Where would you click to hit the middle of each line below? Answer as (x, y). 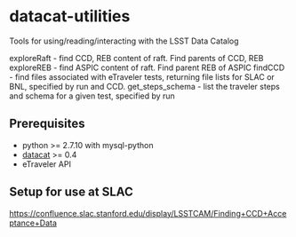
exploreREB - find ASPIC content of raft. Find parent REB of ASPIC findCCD (147, 67)
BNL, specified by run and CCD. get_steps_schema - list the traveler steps (144, 86)
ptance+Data (33, 223)
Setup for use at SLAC (71, 192)
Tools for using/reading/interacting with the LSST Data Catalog (124, 41)
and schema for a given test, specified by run (92, 96)
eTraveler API (46, 164)
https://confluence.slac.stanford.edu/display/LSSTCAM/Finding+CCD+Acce (148, 213)
